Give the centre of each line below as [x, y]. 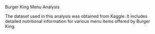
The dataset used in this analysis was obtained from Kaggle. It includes [76, 16]
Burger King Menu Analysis [32, 7]
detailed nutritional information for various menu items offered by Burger [78, 21]
